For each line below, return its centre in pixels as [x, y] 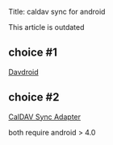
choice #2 [34, 97]
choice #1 [33, 53]
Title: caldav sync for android [57, 12]
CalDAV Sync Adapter [45, 117]
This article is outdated [46, 27]
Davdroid [23, 72]
